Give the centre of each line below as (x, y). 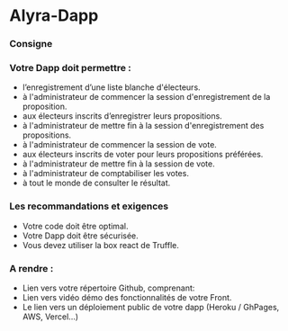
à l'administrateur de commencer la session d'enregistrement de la (146, 97)
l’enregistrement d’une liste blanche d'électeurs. (111, 87)
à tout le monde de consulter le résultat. (96, 183)
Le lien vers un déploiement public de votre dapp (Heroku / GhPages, (151, 307)
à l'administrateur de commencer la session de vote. (120, 145)
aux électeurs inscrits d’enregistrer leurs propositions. (122, 116)
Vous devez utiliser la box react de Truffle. (101, 245)
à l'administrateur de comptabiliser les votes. (105, 174)
